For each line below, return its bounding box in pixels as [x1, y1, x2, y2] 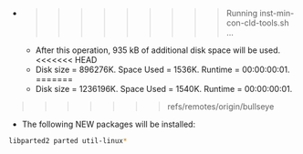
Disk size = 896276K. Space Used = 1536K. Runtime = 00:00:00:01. [35, 64, 290, 75]
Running [225, 8, 258, 18]
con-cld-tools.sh [225, 17, 289, 28]
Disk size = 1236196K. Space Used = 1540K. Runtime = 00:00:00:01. [35, 84, 293, 94]
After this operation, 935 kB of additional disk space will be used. [35, 45, 281, 56]
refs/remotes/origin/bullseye [167, 101, 275, 112]
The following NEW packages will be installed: [21, 118, 196, 129]
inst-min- [258, 8, 295, 18]
